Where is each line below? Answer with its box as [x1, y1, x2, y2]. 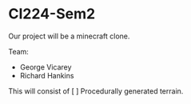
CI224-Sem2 [8, 5, 96, 23]
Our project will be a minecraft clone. [8, 31, 130, 41]
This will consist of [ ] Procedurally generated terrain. [8, 86, 184, 96]
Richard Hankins [19, 70, 74, 80]
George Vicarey [19, 62, 72, 72]
